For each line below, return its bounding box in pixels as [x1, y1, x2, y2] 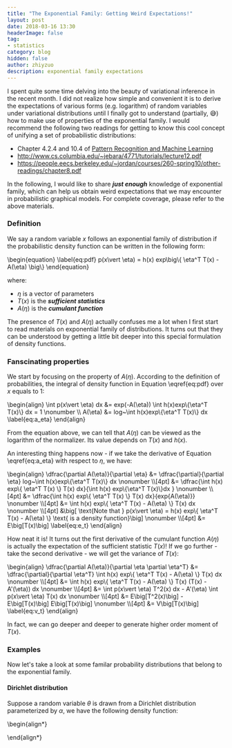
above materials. [7, 202, 55, 210]
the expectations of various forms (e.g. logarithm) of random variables [7, 102, 207, 110]
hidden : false [7, 55, 48, 62]
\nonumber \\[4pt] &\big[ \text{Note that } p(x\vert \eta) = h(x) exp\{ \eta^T [7, 507, 219, 515]
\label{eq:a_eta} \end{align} [7, 415, 86, 423]
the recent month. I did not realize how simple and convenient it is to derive [7, 94, 221, 102]
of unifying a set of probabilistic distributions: [7, 131, 137, 139]
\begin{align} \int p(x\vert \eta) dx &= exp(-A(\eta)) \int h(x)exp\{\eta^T [7, 401, 209, 409]
